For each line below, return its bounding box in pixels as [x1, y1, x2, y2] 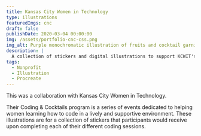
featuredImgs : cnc [6, 20, 52, 26]
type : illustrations [6, 14, 58, 20]
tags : [6, 59, 20, 65]
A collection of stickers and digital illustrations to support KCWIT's [11, 53, 197, 59]
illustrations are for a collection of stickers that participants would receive [6, 116, 187, 123]
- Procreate [11, 75, 42, 81]
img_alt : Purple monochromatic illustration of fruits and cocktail [6, 43, 181, 49]
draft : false [6, 25, 39, 32]
